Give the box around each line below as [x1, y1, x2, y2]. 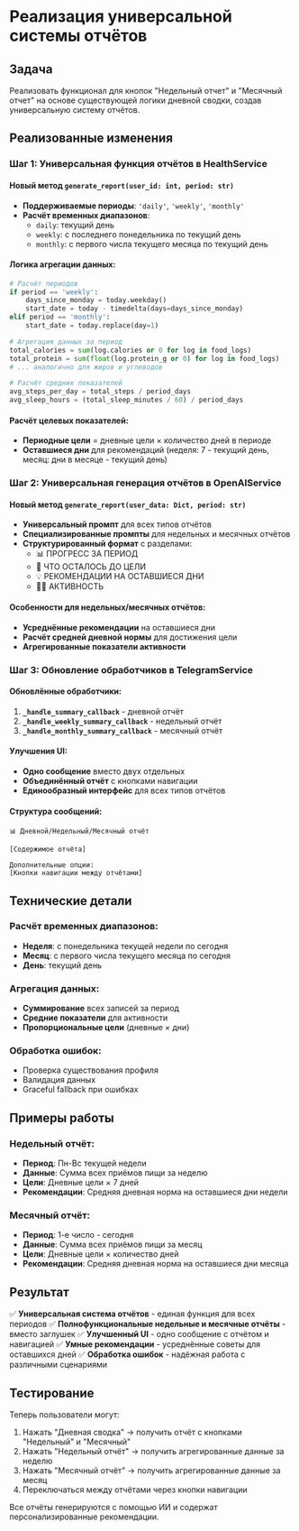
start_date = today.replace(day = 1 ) [25, 321, 159, 330]
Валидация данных [22, 1074, 96, 1085]
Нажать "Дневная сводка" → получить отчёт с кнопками [22, 1427, 243, 1438]
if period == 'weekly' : [9, 287, 99, 297]
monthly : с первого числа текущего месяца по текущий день [35, 238, 268, 249]
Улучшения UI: [9, 746, 68, 757]
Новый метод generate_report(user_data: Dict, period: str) [9, 499, 247, 510]
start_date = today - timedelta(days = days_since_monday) [25, 304, 244, 313]
